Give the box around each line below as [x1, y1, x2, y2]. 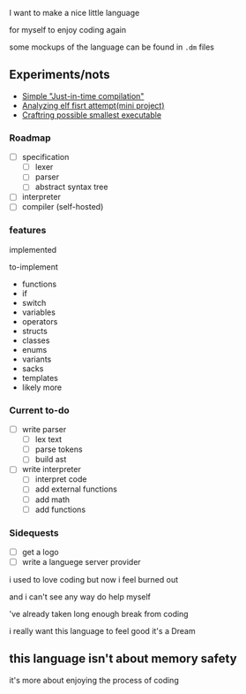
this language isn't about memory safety [9, 652, 237, 667]
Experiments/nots [9, 67, 110, 82]
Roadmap [9, 132, 51, 144]
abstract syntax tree [34, 181, 108, 193]
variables [21, 307, 56, 317]
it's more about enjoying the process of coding [9, 675, 179, 685]
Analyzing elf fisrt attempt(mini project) [21, 100, 165, 111]
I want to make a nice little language [9, 8, 140, 18]
